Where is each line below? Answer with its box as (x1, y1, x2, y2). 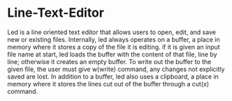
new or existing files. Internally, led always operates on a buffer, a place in (7, 35, 220, 43)
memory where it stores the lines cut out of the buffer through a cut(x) (7, 79, 210, 88)
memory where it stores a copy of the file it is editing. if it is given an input (7, 42, 220, 51)
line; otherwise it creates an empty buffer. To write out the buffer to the (7, 57, 212, 65)
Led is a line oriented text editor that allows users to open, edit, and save (7, 28, 217, 36)
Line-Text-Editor (7, 5, 105, 21)
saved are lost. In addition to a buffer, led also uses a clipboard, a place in (7, 72, 219, 81)
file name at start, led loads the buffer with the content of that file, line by (7, 50, 218, 59)
